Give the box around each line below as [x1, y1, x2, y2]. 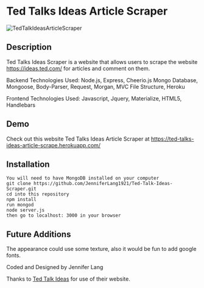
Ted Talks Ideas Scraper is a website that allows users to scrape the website [6, 58, 198, 65]
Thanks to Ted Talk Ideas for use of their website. [6, 275, 131, 283]
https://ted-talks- [151, 135, 194, 142]
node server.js [6, 207, 45, 214]
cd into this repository [6, 191, 69, 197]
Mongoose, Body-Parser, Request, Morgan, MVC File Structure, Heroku [6, 83, 186, 90]
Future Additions [6, 229, 71, 239]
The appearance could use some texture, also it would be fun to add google [6, 245, 197, 253]
